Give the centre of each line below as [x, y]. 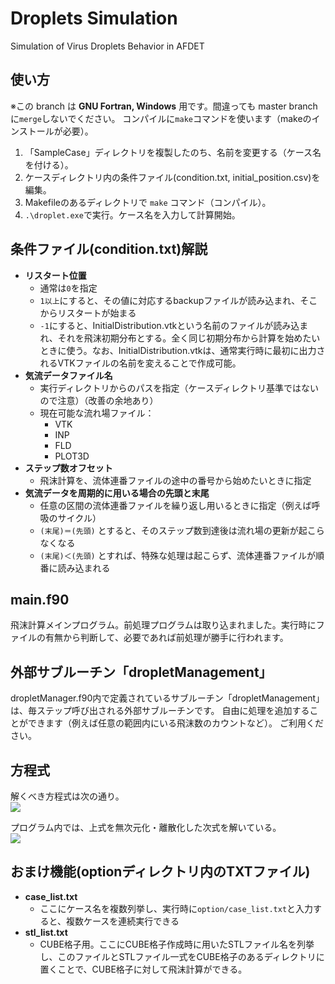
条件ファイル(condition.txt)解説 [109, 249]
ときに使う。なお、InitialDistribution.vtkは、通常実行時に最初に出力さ [182, 350]
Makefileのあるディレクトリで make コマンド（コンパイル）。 [148, 202]
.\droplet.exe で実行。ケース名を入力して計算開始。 [132, 214]
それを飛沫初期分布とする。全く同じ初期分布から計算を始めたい [189, 338]
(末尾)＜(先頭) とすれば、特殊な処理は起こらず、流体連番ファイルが [177, 555]
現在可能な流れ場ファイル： [97, 413]
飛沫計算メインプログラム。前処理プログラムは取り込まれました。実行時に [163, 625]
